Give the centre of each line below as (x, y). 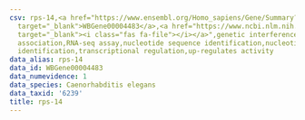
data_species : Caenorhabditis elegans (83, 85)
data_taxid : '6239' (46, 93)
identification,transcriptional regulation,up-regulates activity (146, 51)
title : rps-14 (36, 102)
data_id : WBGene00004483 (56, 69)
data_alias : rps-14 (46, 60)
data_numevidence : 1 (49, 77)
